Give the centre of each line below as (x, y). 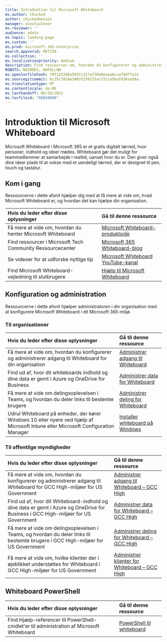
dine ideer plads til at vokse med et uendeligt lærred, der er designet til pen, (83, 163)
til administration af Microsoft (65, 626)
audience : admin (22, 33)
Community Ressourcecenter (42, 248)
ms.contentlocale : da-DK (31, 88)
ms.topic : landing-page (30, 38)
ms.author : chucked (25, 14)
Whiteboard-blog (122, 248)
